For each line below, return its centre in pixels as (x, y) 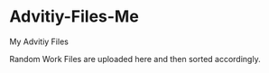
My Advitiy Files (39, 41)
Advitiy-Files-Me (74, 17)
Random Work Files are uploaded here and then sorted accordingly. (135, 59)
